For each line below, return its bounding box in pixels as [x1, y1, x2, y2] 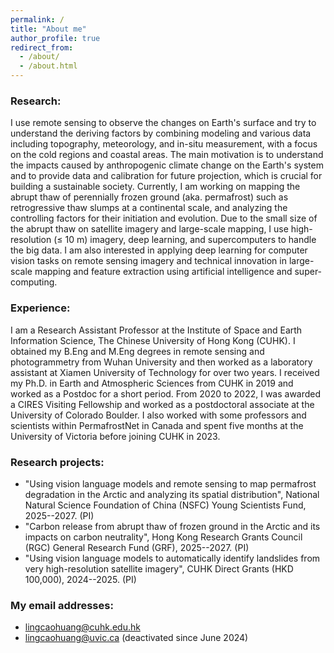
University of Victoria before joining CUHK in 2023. [10, 430, 221, 442]
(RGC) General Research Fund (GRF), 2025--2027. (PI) [24, 541, 250, 553]
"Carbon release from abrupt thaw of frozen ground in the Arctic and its [24, 520, 321, 532]
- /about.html [19, 61, 78, 71]
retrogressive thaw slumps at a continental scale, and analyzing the [10, 202, 288, 214]
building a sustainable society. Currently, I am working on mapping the [10, 181, 301, 193]
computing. [10, 276, 58, 288]
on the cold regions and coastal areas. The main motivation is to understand [10, 149, 324, 161]
